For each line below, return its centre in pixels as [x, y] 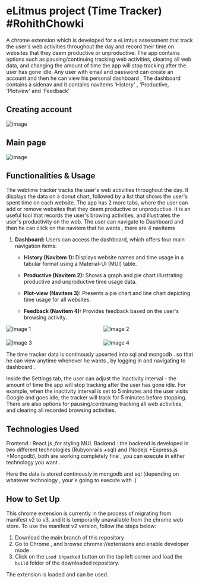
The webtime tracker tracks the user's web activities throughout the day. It [97, 190]
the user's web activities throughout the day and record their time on [90, 46]
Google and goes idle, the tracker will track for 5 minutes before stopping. [97, 398]
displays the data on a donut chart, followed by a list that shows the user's [97, 196]
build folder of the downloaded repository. [67, 563]
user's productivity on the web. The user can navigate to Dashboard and [95, 222]
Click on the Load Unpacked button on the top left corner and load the [99, 556]
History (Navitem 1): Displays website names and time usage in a [104, 258]
